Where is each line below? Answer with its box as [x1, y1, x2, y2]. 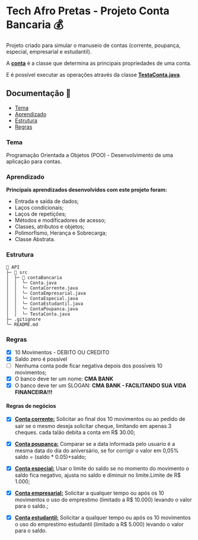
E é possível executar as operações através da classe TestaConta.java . [6, 71, 181, 78]
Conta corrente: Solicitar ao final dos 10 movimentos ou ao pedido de [14, 416, 186, 423]
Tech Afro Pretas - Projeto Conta [6, 4, 170, 18]
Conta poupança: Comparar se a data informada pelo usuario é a [14, 440, 175, 447]
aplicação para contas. [6, 158, 62, 165]
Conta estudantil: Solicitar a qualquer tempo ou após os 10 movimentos [14, 514, 191, 521]
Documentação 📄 [6, 88, 71, 99]
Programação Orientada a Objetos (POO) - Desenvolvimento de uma [6, 152, 174, 159]
